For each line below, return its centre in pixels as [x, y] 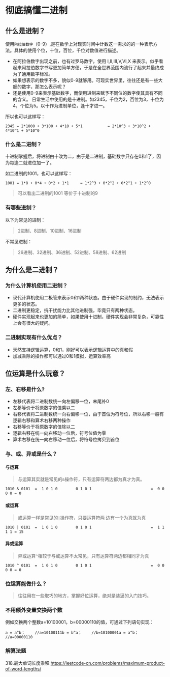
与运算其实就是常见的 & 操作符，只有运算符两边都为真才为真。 [81, 479]
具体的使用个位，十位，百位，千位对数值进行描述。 [67, 50]
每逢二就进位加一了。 [32, 163]
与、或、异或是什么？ [31, 454]
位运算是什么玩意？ [35, 373]
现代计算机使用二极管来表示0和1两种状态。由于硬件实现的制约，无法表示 [88, 298]
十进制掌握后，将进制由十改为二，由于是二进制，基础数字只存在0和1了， [81, 156]
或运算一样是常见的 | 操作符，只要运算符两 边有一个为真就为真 [82, 518]
